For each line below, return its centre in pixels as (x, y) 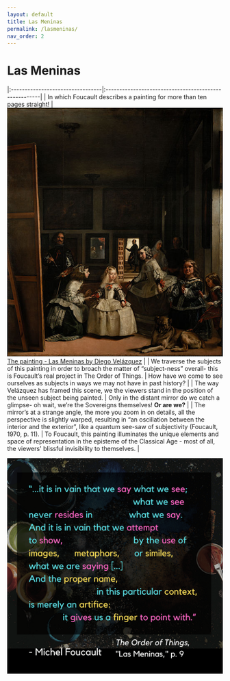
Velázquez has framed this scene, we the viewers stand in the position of (110, 390)
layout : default (30, 14)
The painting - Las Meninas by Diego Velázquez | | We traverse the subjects (114, 361)
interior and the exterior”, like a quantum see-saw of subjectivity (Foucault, (113, 426)
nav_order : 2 (26, 36)
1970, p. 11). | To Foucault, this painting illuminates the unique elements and (113, 434)
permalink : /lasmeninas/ (42, 29)
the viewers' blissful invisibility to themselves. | (73, 448)
